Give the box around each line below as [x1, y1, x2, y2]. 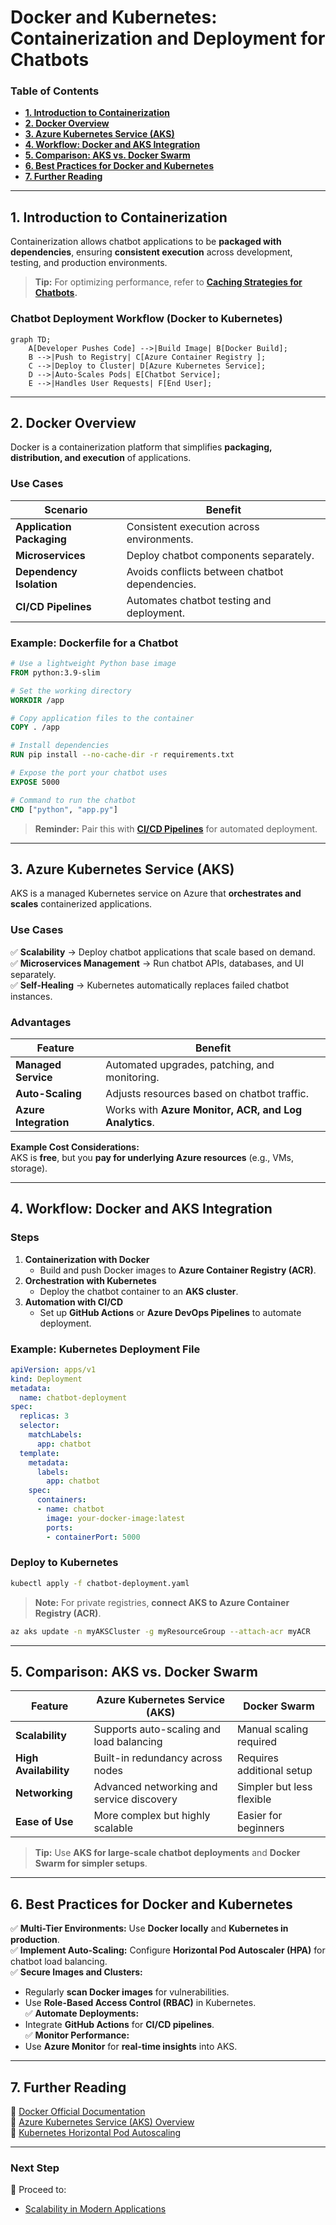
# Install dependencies [10, 741, 110, 751]
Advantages [10, 1015, 72, 1029]
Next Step [10, 2161, 60, 2175]
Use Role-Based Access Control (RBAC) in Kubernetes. [24, 1997, 257, 2009]
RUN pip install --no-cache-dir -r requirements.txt [10, 750, 235, 760]
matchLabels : [28, 1430, 83, 1440]
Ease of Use [15, 1815, 74, 1829]
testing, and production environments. [10, 257, 168, 269]
